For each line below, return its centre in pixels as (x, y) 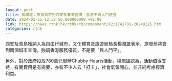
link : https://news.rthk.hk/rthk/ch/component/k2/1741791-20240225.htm (83, 24)
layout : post (19, 10)
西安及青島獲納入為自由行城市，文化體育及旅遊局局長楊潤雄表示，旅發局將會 (86, 44)
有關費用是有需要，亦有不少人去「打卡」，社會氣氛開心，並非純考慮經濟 (89, 67)
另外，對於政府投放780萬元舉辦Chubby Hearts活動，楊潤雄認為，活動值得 (84, 61)
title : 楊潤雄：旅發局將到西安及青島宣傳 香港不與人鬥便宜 (61, 15)
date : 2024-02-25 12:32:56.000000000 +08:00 (53, 19)
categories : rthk (24, 29)
